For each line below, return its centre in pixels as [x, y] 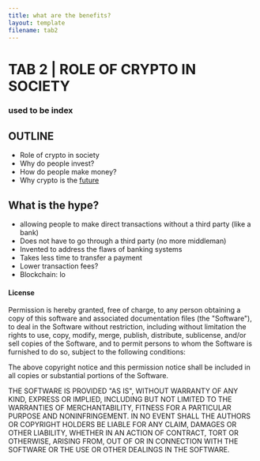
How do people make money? [68, 172]
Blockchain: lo [42, 275]
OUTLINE [31, 136]
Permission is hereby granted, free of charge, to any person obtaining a [124, 310]
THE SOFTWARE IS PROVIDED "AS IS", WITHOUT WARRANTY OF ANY [123, 391]
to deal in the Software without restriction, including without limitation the [127, 327]
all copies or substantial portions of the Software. [88, 376]
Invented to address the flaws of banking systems [101, 249]
